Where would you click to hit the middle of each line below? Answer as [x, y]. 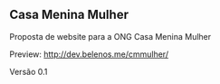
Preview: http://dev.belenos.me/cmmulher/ [89, 54]
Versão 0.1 [29, 71]
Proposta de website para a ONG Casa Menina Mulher [110, 36]
